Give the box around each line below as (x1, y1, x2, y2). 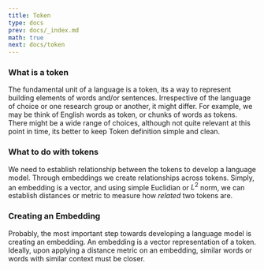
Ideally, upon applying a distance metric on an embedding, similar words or (8, 246, 252, 255)
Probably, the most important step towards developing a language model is (8, 228, 252, 238)
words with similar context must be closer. (8, 253, 146, 263)
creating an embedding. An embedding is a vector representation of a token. (8, 237, 257, 246)
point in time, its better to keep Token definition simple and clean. (8, 127, 221, 137)
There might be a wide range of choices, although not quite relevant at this (8, 118, 251, 128)
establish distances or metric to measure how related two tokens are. (8, 191, 233, 201)
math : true (8, 33, 44, 42)
